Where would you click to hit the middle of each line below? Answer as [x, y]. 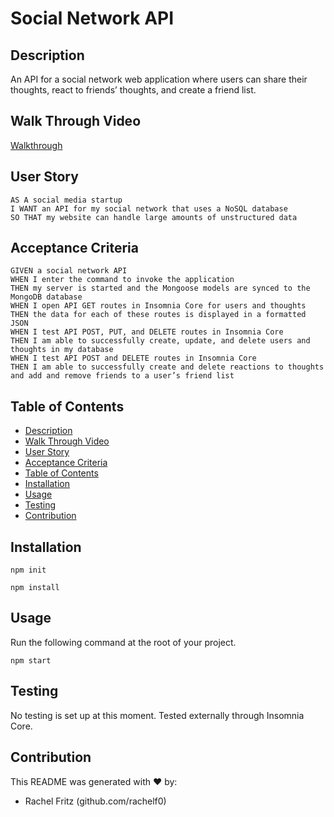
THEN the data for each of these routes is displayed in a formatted [158, 315]
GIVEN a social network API [69, 271]
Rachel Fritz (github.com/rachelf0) [95, 801]
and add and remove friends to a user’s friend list [122, 376]
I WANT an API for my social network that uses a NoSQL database [149, 208]
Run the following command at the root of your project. [123, 642]
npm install [35, 588]
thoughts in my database [62, 350]
